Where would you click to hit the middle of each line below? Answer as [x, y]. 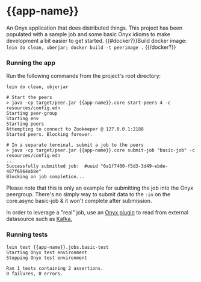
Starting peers [25, 124]
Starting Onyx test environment [47, 252]
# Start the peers [29, 98]
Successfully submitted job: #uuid [52, 166]
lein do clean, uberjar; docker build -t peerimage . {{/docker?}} [91, 47]
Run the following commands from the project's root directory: [84, 76]
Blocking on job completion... [45, 177]
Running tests [27, 235]
